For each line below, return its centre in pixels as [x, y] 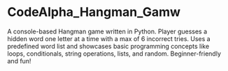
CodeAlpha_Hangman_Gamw [94, 12]
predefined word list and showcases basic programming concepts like [108, 46]
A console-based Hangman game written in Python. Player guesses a [107, 31]
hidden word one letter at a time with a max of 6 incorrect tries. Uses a [109, 38]
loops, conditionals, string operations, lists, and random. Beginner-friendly [114, 54]
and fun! [19, 61]
